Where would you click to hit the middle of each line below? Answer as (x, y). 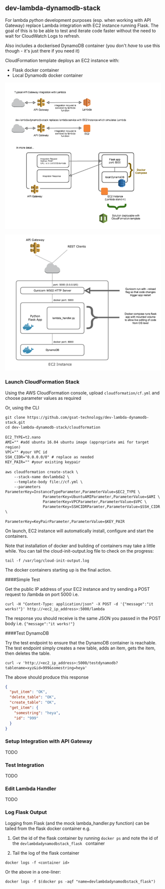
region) (13, 447)
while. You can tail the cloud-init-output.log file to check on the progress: (80, 551)
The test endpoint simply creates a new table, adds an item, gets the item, (80, 648)
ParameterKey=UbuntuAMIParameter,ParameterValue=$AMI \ (102, 497)
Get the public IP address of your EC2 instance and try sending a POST (78, 589)
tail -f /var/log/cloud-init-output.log (47, 561)
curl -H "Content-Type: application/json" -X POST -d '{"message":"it (79, 604)
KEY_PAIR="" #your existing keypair (43, 462)
